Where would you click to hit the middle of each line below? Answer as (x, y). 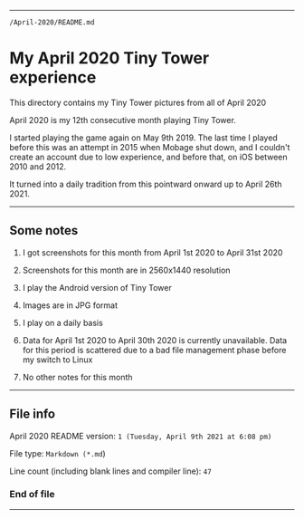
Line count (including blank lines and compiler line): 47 (111, 471)
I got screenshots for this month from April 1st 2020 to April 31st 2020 (152, 252)
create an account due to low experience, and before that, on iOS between (148, 157)
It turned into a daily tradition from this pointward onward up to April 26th (146, 184)
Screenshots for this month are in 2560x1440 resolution (126, 270)
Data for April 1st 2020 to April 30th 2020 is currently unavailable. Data (155, 340)
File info (33, 414)
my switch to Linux (57, 360)
